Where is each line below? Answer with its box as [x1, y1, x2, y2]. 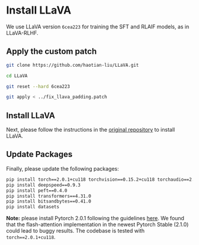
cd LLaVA [6, 73, 28, 79]
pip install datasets [6, 204, 60, 210]
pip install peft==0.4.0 [6, 187, 68, 194]
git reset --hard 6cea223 [6, 83, 70, 89]
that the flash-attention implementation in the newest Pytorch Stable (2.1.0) [6, 221, 189, 228]
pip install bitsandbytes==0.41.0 [6, 198, 92, 204]
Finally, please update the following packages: [6, 165, 120, 172]
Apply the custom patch [6, 47, 97, 57]
